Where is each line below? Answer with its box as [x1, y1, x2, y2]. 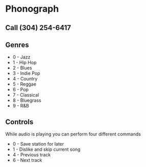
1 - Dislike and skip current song [12, 146, 81, 153]
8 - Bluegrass [12, 97, 42, 103]
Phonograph [5, 3, 59, 15]
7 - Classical [12, 92, 39, 98]
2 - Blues [12, 65, 32, 71]
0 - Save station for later [12, 141, 64, 147]
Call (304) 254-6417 [5, 23, 71, 32]
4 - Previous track [12, 152, 51, 158]
